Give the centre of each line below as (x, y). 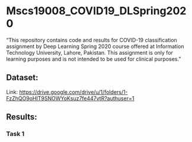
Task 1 (15, 134)
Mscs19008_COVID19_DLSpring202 (96, 11)
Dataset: (22, 78)
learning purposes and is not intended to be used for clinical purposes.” (94, 59)
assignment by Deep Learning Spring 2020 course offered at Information (95, 46)
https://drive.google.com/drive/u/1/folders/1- (74, 92)
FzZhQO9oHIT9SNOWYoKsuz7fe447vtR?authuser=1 (70, 98)
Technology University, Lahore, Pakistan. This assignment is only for (90, 52)
